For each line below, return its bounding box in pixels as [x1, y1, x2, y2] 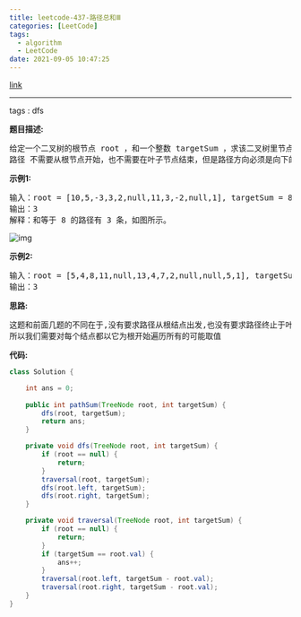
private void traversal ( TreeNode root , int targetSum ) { [25, 517, 243, 526]
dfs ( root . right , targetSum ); [41, 491, 150, 500]
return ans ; [41, 417, 87, 426]
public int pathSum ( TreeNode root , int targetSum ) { [25, 400, 227, 409]
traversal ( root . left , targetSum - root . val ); [41, 575, 215, 584]
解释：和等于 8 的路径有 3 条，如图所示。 [9, 215, 172, 225]
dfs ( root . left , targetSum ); [41, 483, 146, 492]
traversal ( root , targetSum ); [41, 474, 150, 484]
